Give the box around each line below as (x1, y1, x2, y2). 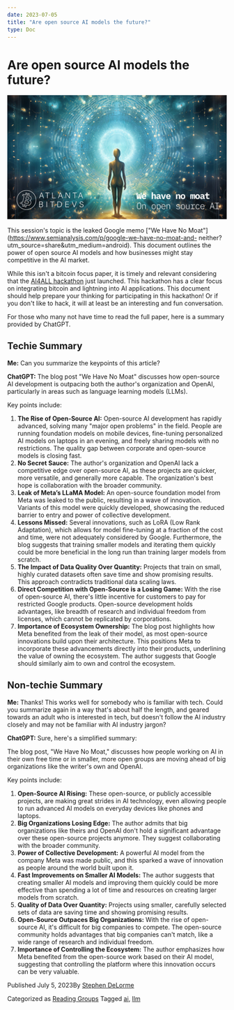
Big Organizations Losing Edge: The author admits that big (17, 819, 188, 827)
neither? (198, 234, 222, 242)
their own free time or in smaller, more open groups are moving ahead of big (7, 754, 226, 763)
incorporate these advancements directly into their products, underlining (17, 644, 226, 652)
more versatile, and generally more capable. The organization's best (17, 474, 214, 482)
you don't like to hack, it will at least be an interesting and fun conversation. (7, 299, 224, 307)
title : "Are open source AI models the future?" (7, 18, 151, 26)
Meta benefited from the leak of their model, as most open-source (17, 629, 208, 638)
